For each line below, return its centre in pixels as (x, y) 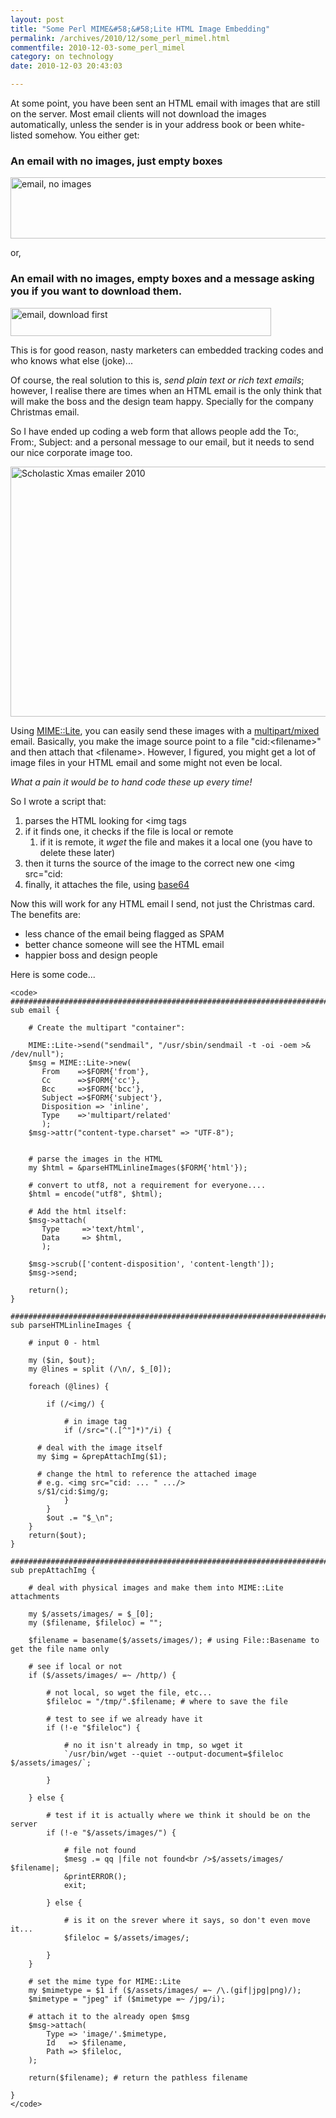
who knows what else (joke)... (71, 360)
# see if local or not (75, 1666)
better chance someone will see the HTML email (124, 944)
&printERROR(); (95, 1876)
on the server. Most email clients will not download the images (138, 114)
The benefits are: (46, 914)
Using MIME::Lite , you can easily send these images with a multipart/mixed (165, 730)
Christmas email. (45, 412)
